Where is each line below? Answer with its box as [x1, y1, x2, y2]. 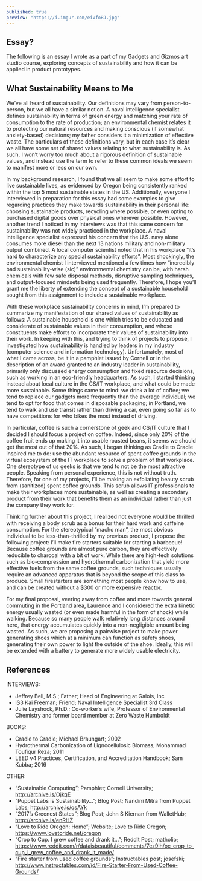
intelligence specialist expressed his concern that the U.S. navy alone [6, 234, 179, 241]
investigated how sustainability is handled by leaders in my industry [6, 342, 174, 349]
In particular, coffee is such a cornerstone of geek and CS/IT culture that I [6, 424, 190, 432]
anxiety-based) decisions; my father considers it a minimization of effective [6, 131, 194, 139]
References [6, 664, 51, 675]
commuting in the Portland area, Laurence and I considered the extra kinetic [6, 602, 195, 609]
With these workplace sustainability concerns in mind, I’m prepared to [6, 303, 180, 311]
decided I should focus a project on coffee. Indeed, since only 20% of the [6, 431, 189, 438]
